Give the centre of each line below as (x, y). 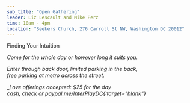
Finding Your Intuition (33, 46)
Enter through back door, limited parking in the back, (72, 69)
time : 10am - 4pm (29, 23)
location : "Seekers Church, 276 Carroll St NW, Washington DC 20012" (96, 29)
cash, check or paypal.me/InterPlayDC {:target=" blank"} (76, 93)
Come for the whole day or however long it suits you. (72, 57)
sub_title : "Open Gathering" (43, 12)
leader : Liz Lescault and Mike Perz (53, 17)
